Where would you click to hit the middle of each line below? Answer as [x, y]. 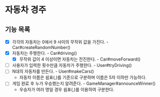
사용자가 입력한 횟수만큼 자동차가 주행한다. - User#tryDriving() [72, 65]
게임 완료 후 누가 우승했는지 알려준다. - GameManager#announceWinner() [84, 83]
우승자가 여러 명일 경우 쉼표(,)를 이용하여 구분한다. [67, 90]
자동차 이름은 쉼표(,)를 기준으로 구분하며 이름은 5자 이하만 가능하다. [83, 78]
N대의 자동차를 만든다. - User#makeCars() [53, 71]
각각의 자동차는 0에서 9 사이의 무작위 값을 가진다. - [60, 42]
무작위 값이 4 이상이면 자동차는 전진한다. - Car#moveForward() [80, 59]
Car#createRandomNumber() [41, 48]
